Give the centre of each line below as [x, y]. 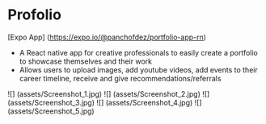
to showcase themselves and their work [86, 61]
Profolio [35, 15]
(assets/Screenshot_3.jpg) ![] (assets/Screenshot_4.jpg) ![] [105, 102]
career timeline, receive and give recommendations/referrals [120, 78]
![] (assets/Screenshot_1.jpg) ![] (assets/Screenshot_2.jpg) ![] [109, 93]
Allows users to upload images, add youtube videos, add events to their [138, 69]
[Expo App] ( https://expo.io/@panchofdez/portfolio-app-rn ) [107, 37]
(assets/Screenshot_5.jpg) [51, 111]
